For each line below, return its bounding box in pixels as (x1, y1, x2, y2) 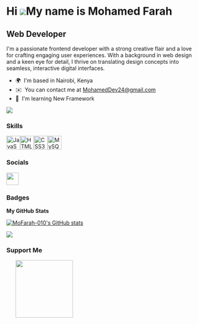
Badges (6, 193, 29, 202)
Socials (6, 158, 29, 167)
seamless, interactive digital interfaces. (6, 64, 105, 72)
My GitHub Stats (6, 207, 50, 214)
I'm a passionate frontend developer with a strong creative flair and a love (6, 45, 193, 52)
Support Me (6, 245, 43, 254)
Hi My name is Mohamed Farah (6, 4, 172, 18)
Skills (6, 121, 23, 130)
